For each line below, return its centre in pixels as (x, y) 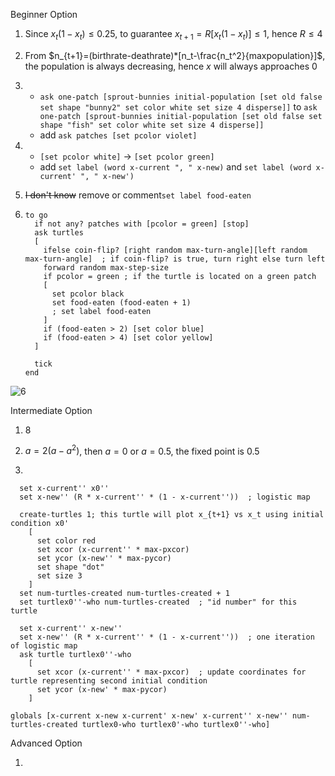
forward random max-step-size (106, 267)
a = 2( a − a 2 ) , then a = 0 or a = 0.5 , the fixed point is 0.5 (142, 450)
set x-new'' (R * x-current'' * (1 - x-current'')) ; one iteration (167, 637)
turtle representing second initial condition (109, 681)
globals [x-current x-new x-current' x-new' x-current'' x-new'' (149, 716)
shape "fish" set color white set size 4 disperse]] (152, 125)
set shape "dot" (70, 567)
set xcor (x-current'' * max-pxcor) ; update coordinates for (171, 672)
